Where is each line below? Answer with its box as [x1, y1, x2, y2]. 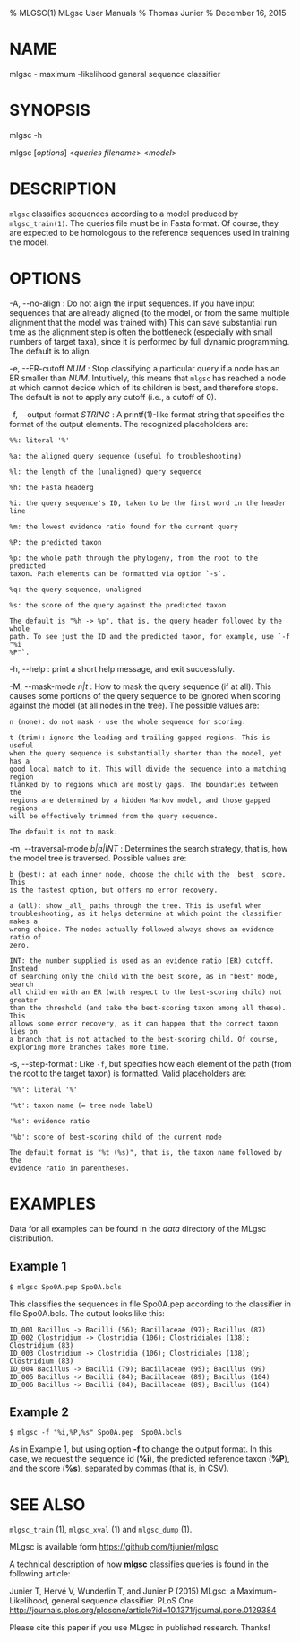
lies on [9, 1026, 39, 1035]
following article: [9, 1568, 71, 1579]
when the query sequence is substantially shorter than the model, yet [9, 748, 282, 757]
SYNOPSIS [9, 100, 91, 120]
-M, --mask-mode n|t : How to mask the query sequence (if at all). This [9, 681, 271, 692]
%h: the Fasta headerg [9, 483, 94, 492]
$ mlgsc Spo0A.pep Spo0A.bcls [9, 1282, 123, 1291]
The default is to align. [9, 345, 92, 356]
